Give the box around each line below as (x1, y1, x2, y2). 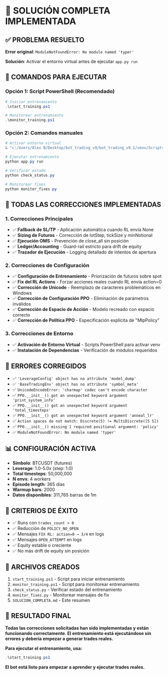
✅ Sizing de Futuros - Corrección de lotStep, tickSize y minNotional (12, 232, 152, 238)
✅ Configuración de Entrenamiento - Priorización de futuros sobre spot (12, 273, 162, 279)
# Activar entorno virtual (5, 140, 61, 146)
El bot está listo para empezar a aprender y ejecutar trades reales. (5, 664, 145, 670)
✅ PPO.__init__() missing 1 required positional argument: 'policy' (12, 423, 159, 429)
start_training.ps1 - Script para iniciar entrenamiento (12, 576, 125, 582)
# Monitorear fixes (5, 181, 46, 187)
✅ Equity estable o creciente (12, 542, 71, 548)
